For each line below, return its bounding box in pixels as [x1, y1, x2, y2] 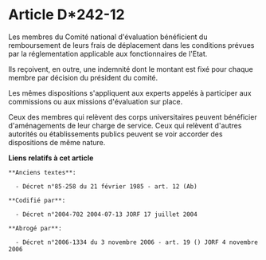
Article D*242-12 [8, 6, 125, 24]
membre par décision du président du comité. [8, 73, 158, 82]
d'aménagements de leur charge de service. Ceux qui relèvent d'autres [8, 120, 242, 130]
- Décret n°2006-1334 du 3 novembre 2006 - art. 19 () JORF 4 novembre [15, 238, 259, 246]
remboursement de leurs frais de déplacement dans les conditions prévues [8, 40, 255, 49]
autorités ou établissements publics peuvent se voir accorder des [8, 129, 223, 139]
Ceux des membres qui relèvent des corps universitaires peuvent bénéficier [8, 112, 257, 121]
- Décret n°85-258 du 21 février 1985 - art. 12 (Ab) [15, 182, 198, 191]
